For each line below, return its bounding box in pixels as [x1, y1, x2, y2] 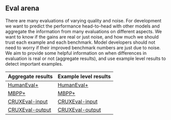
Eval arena [5, 4, 40, 13]
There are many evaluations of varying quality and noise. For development [5, 17, 162, 23]
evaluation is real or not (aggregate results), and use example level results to [5, 55, 166, 62]
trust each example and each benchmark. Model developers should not [5, 39, 156, 45]
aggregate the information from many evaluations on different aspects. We [5, 28, 162, 35]
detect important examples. [5, 61, 63, 67]
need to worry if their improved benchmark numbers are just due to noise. [5, 44, 161, 50]
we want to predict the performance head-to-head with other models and [5, 23, 160, 29]
